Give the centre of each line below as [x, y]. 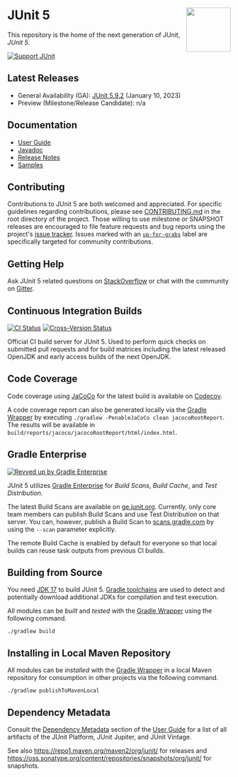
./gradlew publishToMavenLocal [53, 691]
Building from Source [55, 573]
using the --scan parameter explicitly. [62, 529]
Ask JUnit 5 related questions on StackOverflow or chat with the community [118, 281]
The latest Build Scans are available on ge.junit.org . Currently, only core [112, 506]
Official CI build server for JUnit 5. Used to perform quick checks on [107, 341]
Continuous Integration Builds [75, 311]
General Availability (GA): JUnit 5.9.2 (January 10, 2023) [99, 95]
